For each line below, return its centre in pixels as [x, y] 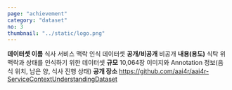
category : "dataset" [38, 20]
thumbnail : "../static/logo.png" [56, 33]
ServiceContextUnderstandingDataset [63, 79]
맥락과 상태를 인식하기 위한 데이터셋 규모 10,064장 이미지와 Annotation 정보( [112, 63]
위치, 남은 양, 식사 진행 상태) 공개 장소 [66, 71]
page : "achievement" [38, 14]
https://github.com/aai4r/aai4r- [164, 71]
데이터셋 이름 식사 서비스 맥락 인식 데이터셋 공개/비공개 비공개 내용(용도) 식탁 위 [117, 54]
